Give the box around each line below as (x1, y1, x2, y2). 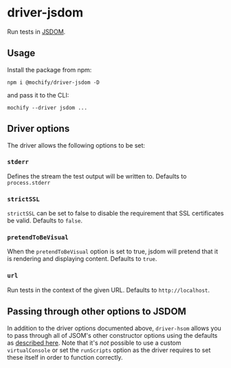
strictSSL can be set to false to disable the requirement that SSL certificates (7, 209, 224, 218)
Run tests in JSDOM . (7, 27, 66, 36)
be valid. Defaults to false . (7, 216, 83, 225)
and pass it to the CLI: (7, 91, 69, 99)
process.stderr (7, 179, 51, 186)
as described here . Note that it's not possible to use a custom (7, 338, 181, 347)
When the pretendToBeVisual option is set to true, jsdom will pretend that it (7, 247, 219, 255)
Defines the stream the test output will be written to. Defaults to (7, 172, 187, 180)
